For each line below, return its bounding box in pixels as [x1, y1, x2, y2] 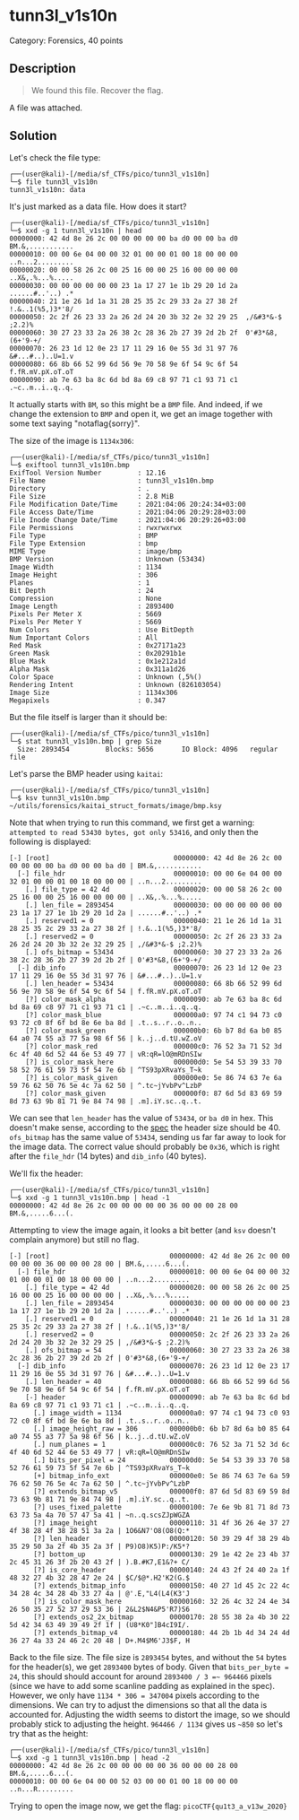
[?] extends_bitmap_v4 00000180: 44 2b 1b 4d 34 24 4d [32, 1628, 291, 1637]
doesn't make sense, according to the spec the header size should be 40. [9, 1122, 281, 1133]
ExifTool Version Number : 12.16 [9, 468, 167, 477]
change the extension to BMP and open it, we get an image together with [9, 408, 273, 419]
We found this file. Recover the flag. [30, 84, 164, 95]
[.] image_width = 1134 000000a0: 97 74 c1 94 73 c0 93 [32, 1408, 291, 1417]
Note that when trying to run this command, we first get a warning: [9, 817, 255, 828]
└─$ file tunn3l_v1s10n [9, 177, 98, 187]
